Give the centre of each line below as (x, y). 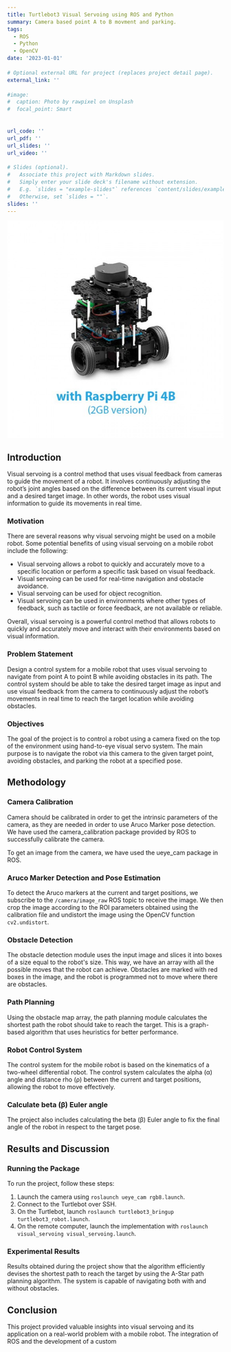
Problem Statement (40, 654)
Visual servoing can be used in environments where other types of (111, 601)
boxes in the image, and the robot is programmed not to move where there (112, 977)
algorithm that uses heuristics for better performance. (102, 1032)
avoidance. (33, 586)
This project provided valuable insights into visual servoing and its (101, 1327)
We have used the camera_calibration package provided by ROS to (102, 832)
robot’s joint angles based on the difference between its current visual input (114, 489)
